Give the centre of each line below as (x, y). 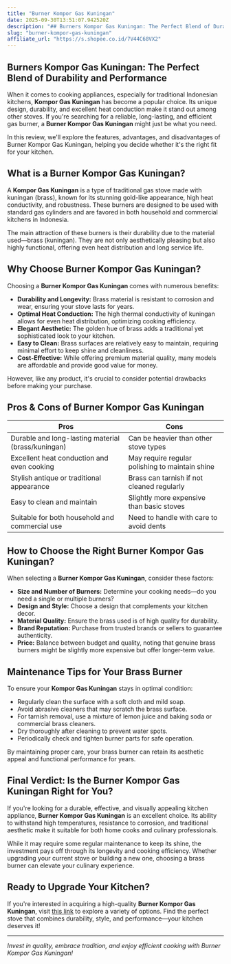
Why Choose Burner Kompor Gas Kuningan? (104, 269)
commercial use (36, 526)
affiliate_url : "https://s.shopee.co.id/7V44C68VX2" (84, 39)
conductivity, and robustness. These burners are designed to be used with (113, 205)
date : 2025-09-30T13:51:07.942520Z (58, 20)
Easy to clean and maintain (54, 502)
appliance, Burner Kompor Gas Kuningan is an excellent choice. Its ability (112, 815)
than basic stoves (157, 506)
